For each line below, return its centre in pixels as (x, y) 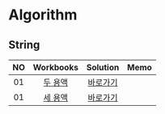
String (24, 45)
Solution (103, 68)
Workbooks (56, 68)
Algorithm (43, 15)
